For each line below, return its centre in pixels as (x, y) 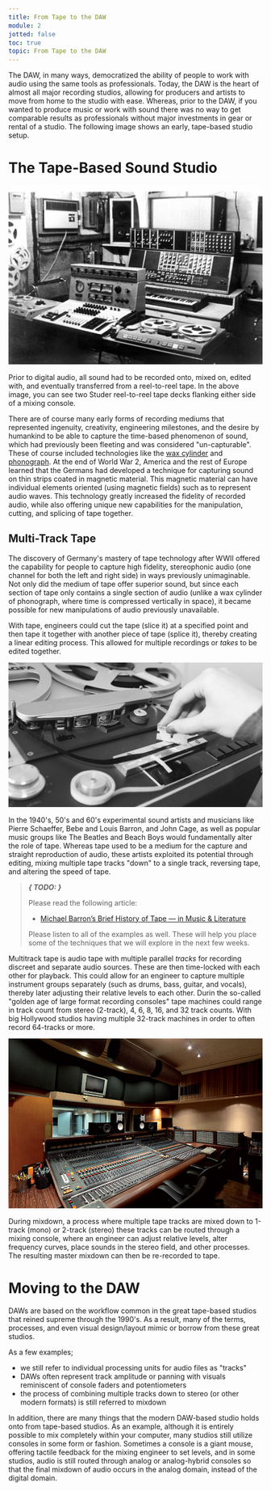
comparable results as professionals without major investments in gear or (130, 118)
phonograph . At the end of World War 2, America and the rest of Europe (128, 462)
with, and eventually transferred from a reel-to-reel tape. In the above (124, 386)
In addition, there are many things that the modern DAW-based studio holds (134, 1417)
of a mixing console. (42, 403)
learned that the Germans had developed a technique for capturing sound (131, 470)
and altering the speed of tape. (60, 871)
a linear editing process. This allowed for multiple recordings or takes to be (133, 642)
